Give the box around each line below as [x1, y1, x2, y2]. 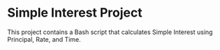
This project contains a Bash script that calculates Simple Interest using [7, 28, 213, 36]
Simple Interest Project [7, 5, 142, 21]
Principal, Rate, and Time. [7, 35, 82, 43]
